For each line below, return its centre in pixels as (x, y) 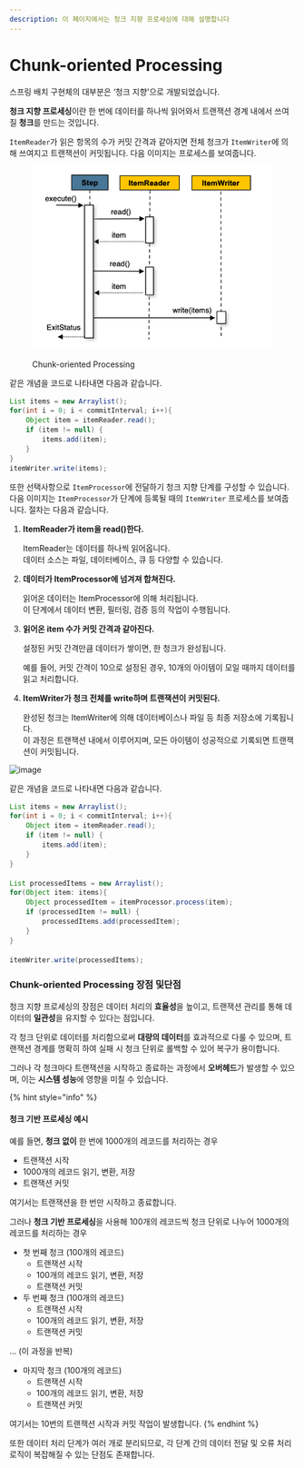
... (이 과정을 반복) (41, 1351)
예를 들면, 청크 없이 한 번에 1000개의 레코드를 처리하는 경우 (114, 1141)
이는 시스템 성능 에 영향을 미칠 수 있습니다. (95, 1079)
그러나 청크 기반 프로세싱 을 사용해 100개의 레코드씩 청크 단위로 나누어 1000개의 (149, 1221)
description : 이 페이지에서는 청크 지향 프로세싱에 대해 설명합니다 (119, 19)
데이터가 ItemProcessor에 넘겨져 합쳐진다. (99, 579)
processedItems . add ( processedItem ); (111, 922)
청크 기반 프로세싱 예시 (49, 1119)
